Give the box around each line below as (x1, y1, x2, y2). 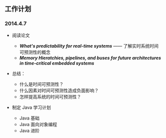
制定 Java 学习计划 (12, 104, 51, 110)
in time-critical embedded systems (19, 60, 95, 66)
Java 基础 (19, 115, 40, 121)
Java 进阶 (19, 127, 40, 133)
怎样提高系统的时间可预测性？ (19, 93, 81, 99)
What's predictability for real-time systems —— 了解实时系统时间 (19, 43, 159, 49)
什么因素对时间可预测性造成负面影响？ (19, 87, 99, 93)
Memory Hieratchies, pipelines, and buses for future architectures (19, 55, 161, 61)
